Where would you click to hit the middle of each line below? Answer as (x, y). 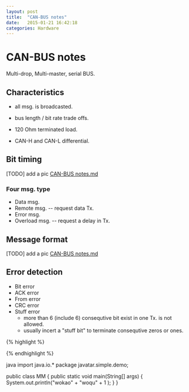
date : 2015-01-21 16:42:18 (42, 22)
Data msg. (27, 202)
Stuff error (27, 312)
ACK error (27, 293)
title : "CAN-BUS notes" (37, 17)
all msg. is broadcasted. (44, 106)
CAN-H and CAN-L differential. (52, 141)
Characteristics (35, 92)
